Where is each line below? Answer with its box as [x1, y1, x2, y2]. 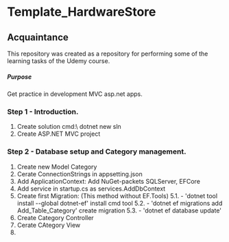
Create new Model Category [16, 162, 97, 171]
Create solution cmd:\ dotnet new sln [16, 123, 121, 131]
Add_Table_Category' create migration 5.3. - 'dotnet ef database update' [16, 206, 221, 215]
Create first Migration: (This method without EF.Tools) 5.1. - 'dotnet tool [16, 191, 218, 199]
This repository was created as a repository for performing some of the [7, 49, 208, 58]
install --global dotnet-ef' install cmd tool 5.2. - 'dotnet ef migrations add [16, 199, 223, 207]
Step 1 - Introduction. [7, 107, 79, 117]
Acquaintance [7, 32, 69, 43]
